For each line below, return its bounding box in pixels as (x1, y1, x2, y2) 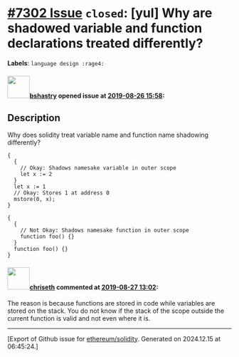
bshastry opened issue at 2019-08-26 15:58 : (29, 91, 165, 100)
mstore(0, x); (14, 196, 55, 203)
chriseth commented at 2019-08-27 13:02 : (29, 283, 159, 291)
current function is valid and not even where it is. (7, 314, 151, 322)
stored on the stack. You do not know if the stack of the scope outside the (7, 306, 225, 315)
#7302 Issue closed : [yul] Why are (7, 5, 213, 21)
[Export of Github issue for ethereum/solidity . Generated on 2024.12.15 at (7, 334, 221, 343)
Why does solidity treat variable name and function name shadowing (7, 130, 208, 140)
